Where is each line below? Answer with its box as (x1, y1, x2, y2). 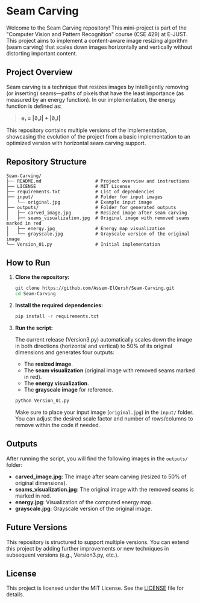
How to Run (6, 257, 51, 267)
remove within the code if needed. (14, 421, 101, 428)
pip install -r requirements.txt (14, 313, 99, 320)
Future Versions (6, 522, 67, 533)
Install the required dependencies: (14, 302, 104, 309)
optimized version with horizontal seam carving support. (6, 139, 146, 146)
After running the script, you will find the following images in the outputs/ (6, 455, 188, 462)
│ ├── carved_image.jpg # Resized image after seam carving (6, 210, 187, 216)
